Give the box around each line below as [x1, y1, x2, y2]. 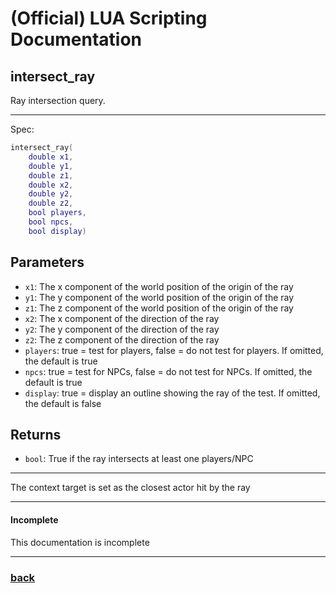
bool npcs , [28, 217, 74, 227]
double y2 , [28, 189, 74, 199]
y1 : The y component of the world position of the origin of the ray [24, 291, 295, 303]
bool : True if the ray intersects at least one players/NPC [24, 453, 254, 465]
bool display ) [28, 226, 87, 236]
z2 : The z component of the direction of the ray [24, 333, 220, 346]
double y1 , [28, 161, 74, 171]
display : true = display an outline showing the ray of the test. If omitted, [24, 387, 321, 399]
